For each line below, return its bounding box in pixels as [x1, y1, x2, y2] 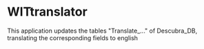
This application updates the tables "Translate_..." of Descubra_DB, [7, 27, 198, 35]
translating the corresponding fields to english [7, 33, 139, 42]
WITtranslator [7, 4, 88, 20]
